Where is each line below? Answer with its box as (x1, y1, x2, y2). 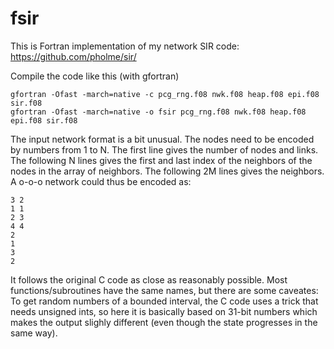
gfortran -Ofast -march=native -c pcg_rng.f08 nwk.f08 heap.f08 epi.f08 (10, 89, 320, 99)
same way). (10, 327, 58, 339)
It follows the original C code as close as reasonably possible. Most (10, 273, 288, 286)
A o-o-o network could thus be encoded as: (10, 175, 192, 187)
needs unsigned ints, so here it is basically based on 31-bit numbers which (10, 305, 318, 317)
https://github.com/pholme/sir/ (10, 50, 137, 62)
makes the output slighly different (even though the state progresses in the (10, 316, 318, 328)
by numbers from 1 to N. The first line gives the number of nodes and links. (10, 143, 319, 156)
